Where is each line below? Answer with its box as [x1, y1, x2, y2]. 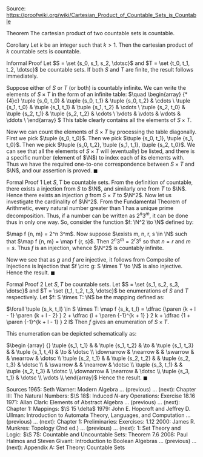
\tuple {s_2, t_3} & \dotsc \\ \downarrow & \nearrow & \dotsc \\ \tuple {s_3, [6, 367, 190, 374]
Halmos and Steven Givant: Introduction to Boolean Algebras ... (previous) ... [6, 437, 197, 444]
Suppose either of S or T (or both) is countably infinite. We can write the [6, 84, 187, 92]
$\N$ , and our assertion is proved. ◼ [6, 167, 98, 174]
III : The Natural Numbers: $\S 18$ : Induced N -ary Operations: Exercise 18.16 [6, 392, 196, 399]
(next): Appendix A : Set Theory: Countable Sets [6, 444, 125, 451]
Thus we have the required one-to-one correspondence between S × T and [6, 160, 195, 168]
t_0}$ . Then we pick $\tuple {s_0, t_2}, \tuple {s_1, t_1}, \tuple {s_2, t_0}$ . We [6, 141, 196, 149]
